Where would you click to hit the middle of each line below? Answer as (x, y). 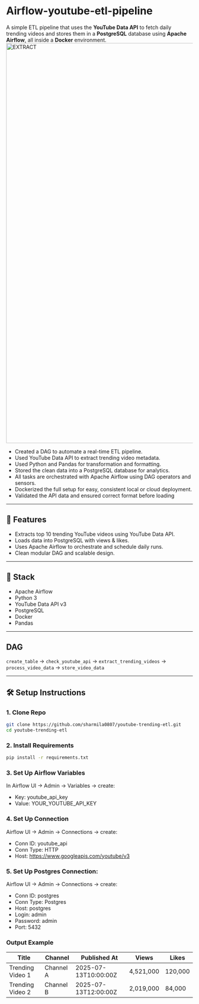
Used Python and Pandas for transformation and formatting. (88, 464)
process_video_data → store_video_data (55, 667)
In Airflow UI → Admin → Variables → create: (61, 786)
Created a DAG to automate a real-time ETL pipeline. (79, 451)
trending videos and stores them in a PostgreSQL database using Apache (97, 33)
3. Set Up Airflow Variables (46, 773)
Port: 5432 (28, 927)
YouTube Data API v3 (41, 604)
